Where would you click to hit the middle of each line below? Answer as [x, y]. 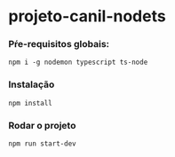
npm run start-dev [42, 144]
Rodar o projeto [42, 125]
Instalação [32, 84]
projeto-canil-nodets [87, 16]
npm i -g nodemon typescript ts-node [78, 63]
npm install [30, 103]
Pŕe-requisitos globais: [59, 44]
